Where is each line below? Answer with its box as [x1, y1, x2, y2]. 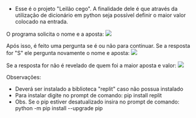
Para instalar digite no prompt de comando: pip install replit [14, 92, 162, 99]
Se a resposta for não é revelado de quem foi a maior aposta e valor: [6, 62, 177, 69]
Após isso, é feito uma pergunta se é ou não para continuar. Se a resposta [6, 42, 191, 49]
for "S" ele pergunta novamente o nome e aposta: [6, 50, 130, 56]
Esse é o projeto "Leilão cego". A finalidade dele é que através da [14, 5, 178, 12]
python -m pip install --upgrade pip [14, 105, 103, 111]
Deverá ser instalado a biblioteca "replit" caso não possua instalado [14, 85, 184, 93]
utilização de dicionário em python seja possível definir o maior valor [14, 11, 186, 19]
